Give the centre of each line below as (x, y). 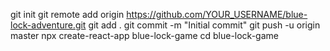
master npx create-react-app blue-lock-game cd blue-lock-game (144, 35)
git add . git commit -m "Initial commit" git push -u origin (204, 25)
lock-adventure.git (48, 25)
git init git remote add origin (67, 14)
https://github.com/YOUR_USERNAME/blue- (217, 14)
